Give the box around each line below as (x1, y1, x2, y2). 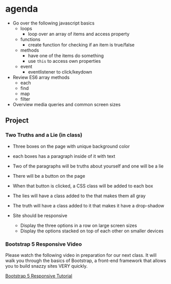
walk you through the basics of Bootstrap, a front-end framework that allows (5, 257, 166, 264)
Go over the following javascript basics (12, 20, 95, 26)
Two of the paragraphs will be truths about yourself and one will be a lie (12, 163, 164, 169)
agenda (5, 3, 38, 15)
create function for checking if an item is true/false (28, 41, 135, 48)
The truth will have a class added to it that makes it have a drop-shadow (12, 202, 164, 208)
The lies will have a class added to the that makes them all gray (12, 193, 146, 199)
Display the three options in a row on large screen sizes (20, 222, 137, 228)
